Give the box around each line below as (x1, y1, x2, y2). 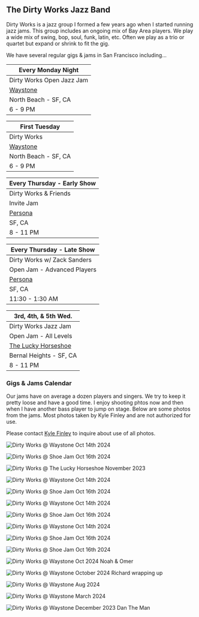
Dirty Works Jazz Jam (9, 322, 72, 330)
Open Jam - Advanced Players (9, 265, 97, 274)
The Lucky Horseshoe (9, 342, 72, 350)
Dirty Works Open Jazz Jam (9, 76, 89, 84)
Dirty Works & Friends (9, 189, 71, 197)
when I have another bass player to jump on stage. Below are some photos (6, 405, 191, 413)
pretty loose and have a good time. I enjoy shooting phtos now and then (6, 399, 184, 406)
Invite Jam (9, 199, 39, 207)
